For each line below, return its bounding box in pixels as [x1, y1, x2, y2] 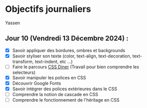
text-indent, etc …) [35, 58, 73, 64]
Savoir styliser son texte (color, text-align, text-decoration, [12, 53, 132, 59]
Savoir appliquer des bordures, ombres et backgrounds [12, 47, 125, 53]
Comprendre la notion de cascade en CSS [12, 92, 98, 98]
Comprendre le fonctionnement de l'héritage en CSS [12, 97, 120, 103]
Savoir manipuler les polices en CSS [12, 74, 87, 80]
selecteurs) [12, 69, 36, 75]
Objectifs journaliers [5, 3, 92, 15]
